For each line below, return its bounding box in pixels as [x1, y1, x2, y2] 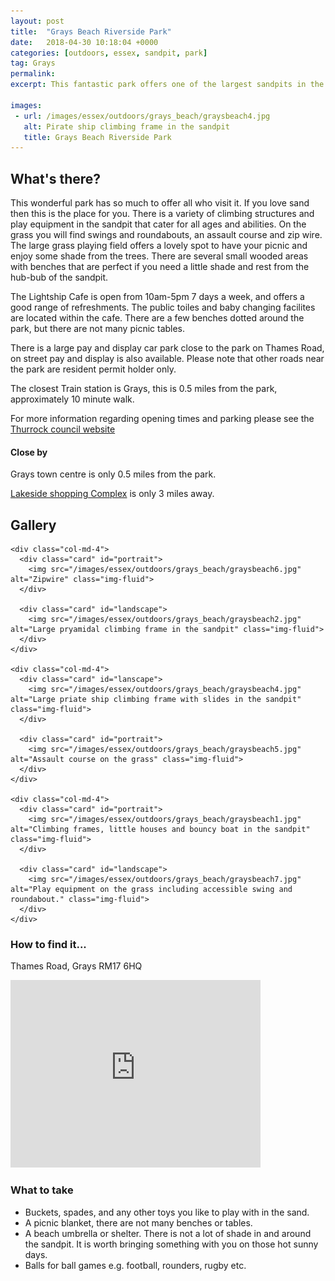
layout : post [10, 16, 65, 26]
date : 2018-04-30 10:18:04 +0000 [10, 37, 159, 47]
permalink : [10, 69, 56, 79]
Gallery [10, 516, 57, 534]
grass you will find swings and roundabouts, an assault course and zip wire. [10, 229, 323, 241]
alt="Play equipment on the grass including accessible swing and [10, 885, 293, 895]
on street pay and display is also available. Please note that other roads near [10, 353, 325, 365]
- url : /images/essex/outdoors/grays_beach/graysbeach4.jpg [14, 111, 271, 121]
